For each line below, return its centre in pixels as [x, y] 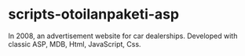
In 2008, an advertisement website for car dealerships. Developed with [123, 36]
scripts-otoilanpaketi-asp [93, 14]
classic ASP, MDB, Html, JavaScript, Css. [75, 44]
